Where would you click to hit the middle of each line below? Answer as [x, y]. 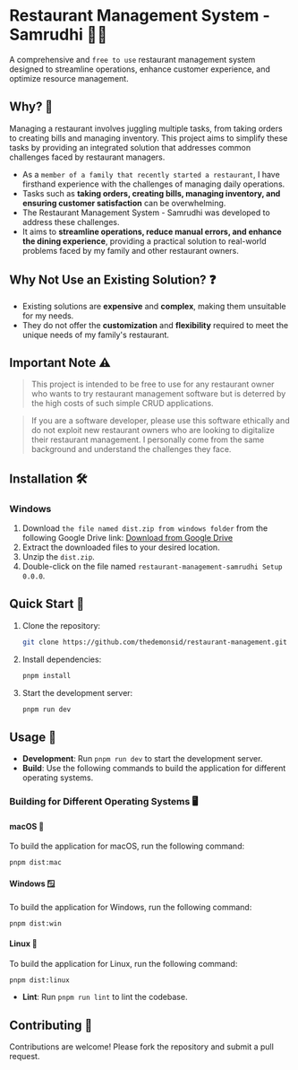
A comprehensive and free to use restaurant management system [132, 59]
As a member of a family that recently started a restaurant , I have [151, 174]
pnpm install [47, 675]
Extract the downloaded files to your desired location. [121, 547]
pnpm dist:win [36, 923]
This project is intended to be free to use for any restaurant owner [153, 384]
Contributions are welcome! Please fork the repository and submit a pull [142, 1047]
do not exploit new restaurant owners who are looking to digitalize [153, 431]
